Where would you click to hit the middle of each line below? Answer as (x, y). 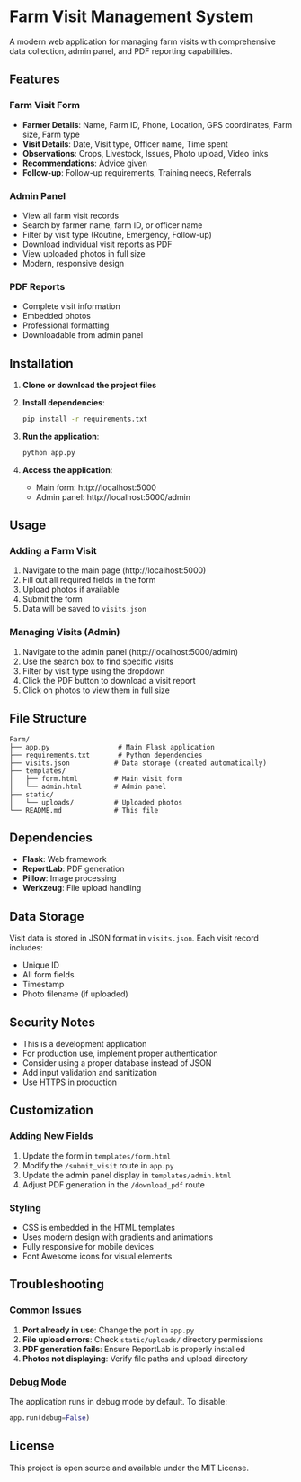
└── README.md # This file (84, 810)
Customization (52, 1110)
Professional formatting (66, 325)
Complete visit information (71, 306)
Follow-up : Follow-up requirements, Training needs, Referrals (137, 172)
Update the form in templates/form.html (97, 1156)
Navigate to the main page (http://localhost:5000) (114, 570)
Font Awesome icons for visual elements (97, 1256)
